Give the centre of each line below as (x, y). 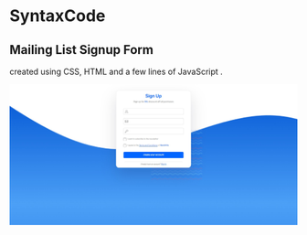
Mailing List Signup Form (81, 50)
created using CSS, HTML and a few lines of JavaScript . (116, 71)
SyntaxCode (58, 16)
